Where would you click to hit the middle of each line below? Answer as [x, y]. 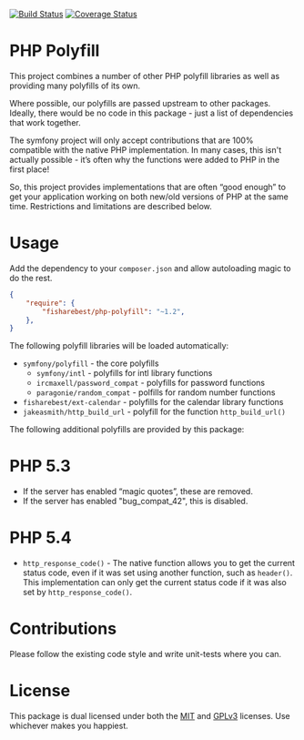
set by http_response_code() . [77, 593]
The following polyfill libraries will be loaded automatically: [119, 346]
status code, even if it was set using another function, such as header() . [157, 573]
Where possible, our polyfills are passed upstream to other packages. [140, 103]
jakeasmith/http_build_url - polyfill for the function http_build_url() [154, 412]
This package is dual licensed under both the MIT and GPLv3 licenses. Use [150, 716]
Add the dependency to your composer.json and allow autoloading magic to [150, 268]
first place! [30, 169]
